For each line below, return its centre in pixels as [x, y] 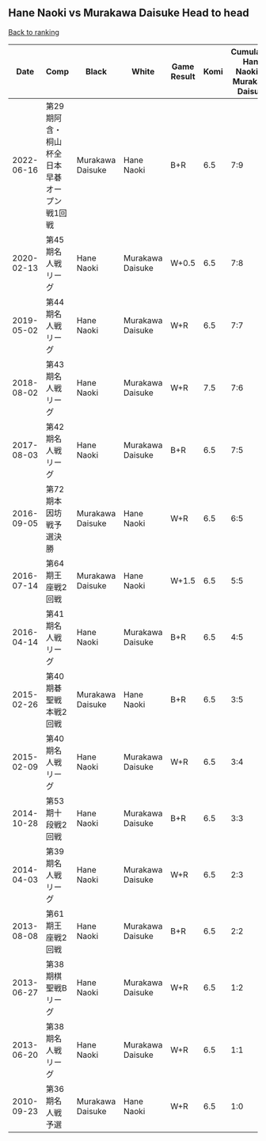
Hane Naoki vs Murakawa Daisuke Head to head [129, 13]
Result [183, 76]
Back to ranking [34, 32]
